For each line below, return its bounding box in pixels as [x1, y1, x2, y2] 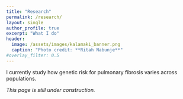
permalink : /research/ [6, 14, 62, 20]
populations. [6, 75, 37, 82]
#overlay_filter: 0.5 [6, 52, 60, 58]
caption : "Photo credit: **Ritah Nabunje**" [11, 47, 123, 53]
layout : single [6, 19, 44, 25]
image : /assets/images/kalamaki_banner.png [11, 42, 120, 48]
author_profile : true [6, 25, 60, 31]
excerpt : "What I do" [6, 31, 60, 37]
